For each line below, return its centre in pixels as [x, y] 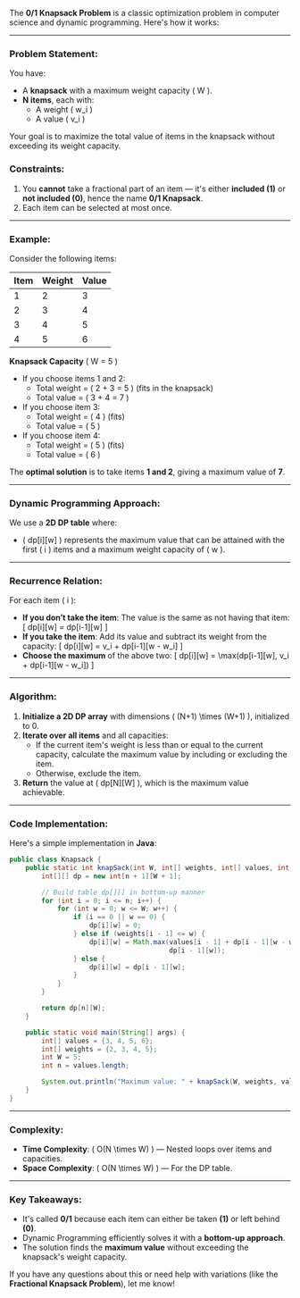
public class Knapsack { [55, 860]
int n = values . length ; [85, 1066]
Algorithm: [33, 697]
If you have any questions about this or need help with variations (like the [144, 1274]
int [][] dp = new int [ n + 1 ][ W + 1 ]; [112, 876]
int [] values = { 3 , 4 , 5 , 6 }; [97, 1041]
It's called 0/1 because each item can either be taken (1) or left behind [151, 1219]
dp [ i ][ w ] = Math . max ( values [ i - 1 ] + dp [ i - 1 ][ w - [187, 942]
